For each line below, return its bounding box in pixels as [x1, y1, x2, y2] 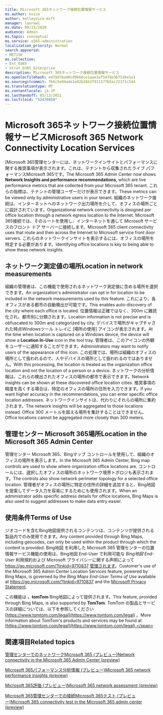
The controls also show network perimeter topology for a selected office [13, 475, 158, 481]
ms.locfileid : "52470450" [5, 98, 57, 102]
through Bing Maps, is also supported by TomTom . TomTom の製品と [5, 600, 143, 606]
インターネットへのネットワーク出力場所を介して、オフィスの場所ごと [17, 201, 158, 207]
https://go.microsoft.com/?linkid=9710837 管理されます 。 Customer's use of [5, 563, 156, 568]
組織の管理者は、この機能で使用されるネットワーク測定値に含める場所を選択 [5, 283, 158, 289]
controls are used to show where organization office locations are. [5, 463, 137, 469]
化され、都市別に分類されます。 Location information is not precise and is [5, 314, 151, 319]
